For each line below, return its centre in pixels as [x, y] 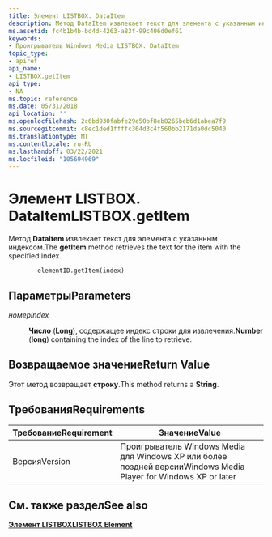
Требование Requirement [62, 433]
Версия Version [42, 461]
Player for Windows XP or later [178, 476]
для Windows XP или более [174, 456]
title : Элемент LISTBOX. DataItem [67, 16]
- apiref [23, 62]
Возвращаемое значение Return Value [109, 365]
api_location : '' [38, 114]
